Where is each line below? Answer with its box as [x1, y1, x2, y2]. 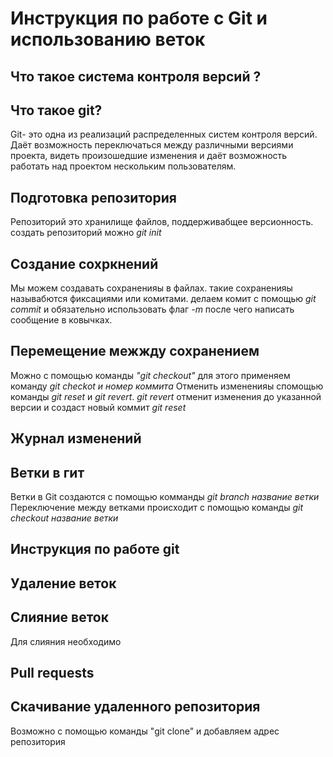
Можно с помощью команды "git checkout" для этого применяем [10, 369, 291, 381]
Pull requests [10, 665, 95, 682]
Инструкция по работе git [10, 541, 180, 558]
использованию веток [10, 28, 206, 51]
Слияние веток [10, 609, 109, 626]
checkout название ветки [10, 512, 119, 524]
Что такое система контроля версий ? [10, 68, 262, 85]
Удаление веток [10, 575, 117, 592]
